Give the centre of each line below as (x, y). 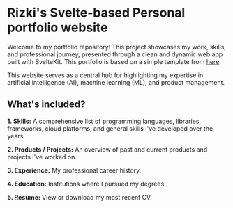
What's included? (46, 105)
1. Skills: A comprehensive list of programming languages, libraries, (104, 121)
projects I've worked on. (42, 157)
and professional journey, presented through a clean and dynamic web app (115, 54)
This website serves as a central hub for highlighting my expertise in (105, 75)
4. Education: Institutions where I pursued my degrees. (87, 184)
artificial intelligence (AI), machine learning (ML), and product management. (116, 82)
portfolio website (58, 27)
